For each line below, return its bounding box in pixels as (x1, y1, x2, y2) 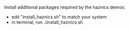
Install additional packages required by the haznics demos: (4, 4, 125, 10)
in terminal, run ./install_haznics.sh (11, 19, 83, 25)
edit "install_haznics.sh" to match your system (11, 14, 107, 19)
